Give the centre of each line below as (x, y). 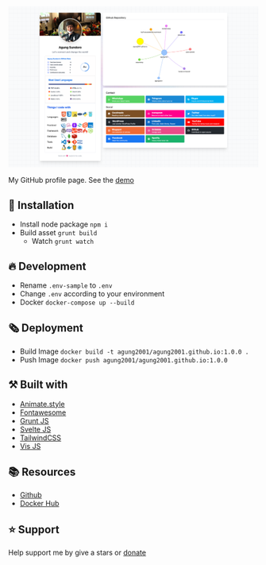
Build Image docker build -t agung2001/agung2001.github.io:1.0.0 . (134, 351)
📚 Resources (42, 472)
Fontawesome (43, 412)
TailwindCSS (40, 437)
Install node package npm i (64, 224)
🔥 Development (47, 266)
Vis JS (30, 446)
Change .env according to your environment (92, 293)
